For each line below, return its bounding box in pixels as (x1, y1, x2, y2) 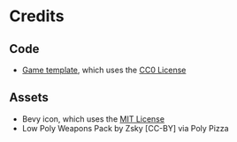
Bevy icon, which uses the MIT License (21, 113, 165, 124)
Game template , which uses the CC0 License (21, 64, 187, 75)
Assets (9, 90, 49, 105)
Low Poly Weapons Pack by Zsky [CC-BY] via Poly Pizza (21, 123, 229, 133)
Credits (9, 6, 65, 26)
